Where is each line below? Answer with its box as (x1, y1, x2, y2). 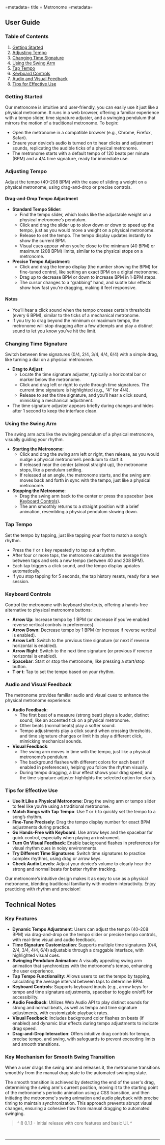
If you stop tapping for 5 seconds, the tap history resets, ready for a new (12, 573, 160, 579)
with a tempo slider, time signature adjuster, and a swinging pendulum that (5, 115, 156, 120)
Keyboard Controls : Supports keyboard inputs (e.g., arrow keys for (12, 984, 148, 990)
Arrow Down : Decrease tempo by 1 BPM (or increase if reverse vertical (12, 627, 156, 633)
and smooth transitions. (12, 1041, 60, 1047)
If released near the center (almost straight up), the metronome (19, 462, 148, 468)
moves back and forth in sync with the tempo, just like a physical (19, 477, 151, 483)
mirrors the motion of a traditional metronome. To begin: (5, 120, 119, 126)
